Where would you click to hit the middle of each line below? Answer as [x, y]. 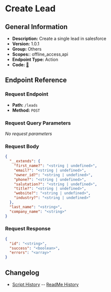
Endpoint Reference [36, 80]
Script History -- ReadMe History [45, 285]
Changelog [22, 273]
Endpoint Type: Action [35, 59]
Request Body [22, 146]
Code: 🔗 [21, 65]
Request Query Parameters [38, 123]
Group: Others [27, 49]
